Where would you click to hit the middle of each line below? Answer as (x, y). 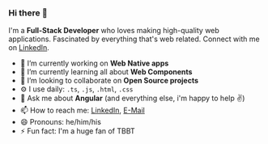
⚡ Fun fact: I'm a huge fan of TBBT (77, 131)
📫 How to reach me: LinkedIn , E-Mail (83, 110)
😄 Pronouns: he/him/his (60, 122)
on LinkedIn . (29, 48)
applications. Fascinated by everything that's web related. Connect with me (134, 39)
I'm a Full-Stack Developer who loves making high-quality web (114, 31)
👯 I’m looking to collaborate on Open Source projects (109, 81)
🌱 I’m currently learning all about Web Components (106, 72)
